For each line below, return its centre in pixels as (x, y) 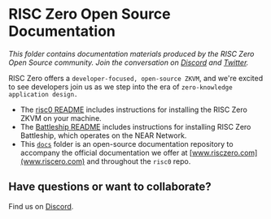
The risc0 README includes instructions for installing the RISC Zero (134, 109)
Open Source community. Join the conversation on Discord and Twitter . (129, 62)
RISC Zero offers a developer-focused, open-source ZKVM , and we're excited (136, 78)
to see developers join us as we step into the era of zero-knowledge (121, 87)
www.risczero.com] (225, 152)
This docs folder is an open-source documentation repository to (127, 144)
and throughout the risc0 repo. (139, 161)
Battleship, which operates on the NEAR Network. (103, 135)
